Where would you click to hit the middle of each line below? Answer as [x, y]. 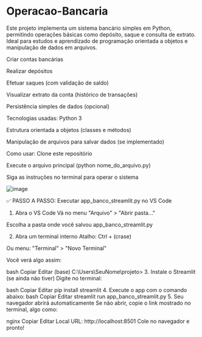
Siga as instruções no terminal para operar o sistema [72, 177]
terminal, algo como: [32, 309]
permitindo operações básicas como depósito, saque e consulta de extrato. [101, 34]
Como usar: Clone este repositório [49, 153]
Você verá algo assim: [34, 260]
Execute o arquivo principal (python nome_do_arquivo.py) [78, 165]
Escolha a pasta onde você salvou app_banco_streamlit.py [80, 224]
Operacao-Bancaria [57, 11]
